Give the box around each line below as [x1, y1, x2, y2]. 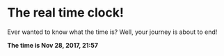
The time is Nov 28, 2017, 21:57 [7, 41, 99, 49]
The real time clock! [7, 5, 124, 21]
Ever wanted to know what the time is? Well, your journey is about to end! [7, 28, 218, 36]
